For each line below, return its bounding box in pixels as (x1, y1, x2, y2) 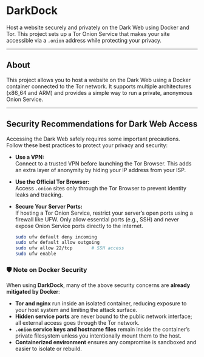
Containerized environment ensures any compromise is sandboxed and (15, 339, 197, 346)
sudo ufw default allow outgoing (15, 240, 100, 246)
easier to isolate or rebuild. (15, 345, 82, 353)
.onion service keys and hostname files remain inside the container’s (15, 326, 190, 333)
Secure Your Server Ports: (15, 203, 83, 210)
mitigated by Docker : (6, 288, 61, 296)
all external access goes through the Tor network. (15, 319, 140, 327)
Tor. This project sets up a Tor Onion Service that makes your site (6, 30, 170, 37)
